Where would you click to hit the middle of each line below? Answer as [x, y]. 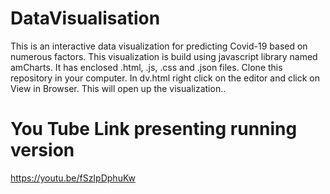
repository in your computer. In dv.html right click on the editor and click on [165, 78]
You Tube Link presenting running [154, 129]
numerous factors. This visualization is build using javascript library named [164, 56]
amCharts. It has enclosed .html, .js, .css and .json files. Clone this [146, 67]
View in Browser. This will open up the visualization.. [118, 88]
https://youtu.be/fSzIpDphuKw [73, 178]
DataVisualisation [85, 18]
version [42, 150]
